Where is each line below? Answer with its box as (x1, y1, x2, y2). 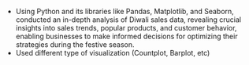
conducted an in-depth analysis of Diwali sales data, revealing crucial (15, 15, 242, 24)
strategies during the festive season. (15, 40, 135, 49)
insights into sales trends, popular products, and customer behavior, (15, 23, 237, 32)
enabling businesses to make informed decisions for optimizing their (15, 31, 238, 41)
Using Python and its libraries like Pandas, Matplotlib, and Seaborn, (15, 7, 234, 16)
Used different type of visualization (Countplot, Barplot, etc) (15, 49, 210, 57)
